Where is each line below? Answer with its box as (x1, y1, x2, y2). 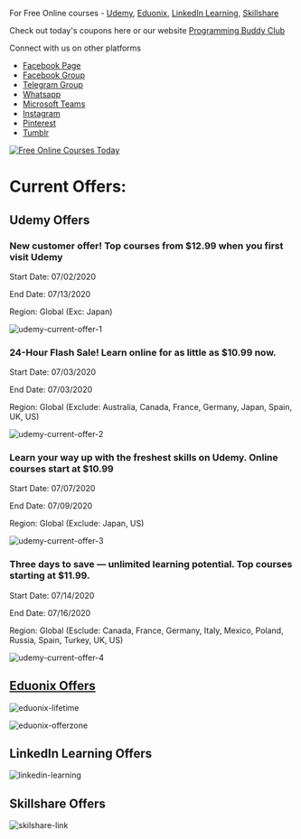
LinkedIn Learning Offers (9, 745, 152, 761)
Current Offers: (9, 176, 127, 197)
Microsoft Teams (22, 98, 86, 109)
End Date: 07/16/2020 (9, 607, 91, 618)
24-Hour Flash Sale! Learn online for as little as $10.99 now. (9, 346, 277, 359)
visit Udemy (9, 250, 63, 263)
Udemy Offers (9, 212, 90, 228)
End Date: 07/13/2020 (9, 288, 91, 299)
